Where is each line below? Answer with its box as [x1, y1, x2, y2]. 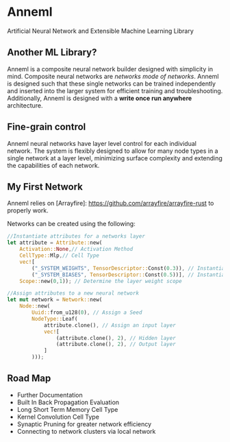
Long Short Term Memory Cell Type [16, 405, 118, 413]
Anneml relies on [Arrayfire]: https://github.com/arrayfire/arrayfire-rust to [7, 199, 214, 208]
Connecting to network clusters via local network [16, 427, 156, 435]
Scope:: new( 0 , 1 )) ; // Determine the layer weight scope [19, 278, 183, 284]
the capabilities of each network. [7, 161, 100, 169]
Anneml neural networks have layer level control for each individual [7, 139, 197, 147]
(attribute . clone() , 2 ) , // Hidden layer [55, 334, 176, 341]
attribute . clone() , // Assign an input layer [43, 321, 176, 329]
